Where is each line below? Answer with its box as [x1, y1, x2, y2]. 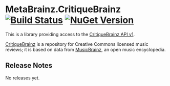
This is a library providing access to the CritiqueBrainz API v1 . [5, 31, 135, 37]
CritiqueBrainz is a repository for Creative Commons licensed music [5, 41, 148, 47]
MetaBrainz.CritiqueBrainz [5, 4, 121, 15]
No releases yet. [5, 75, 40, 81]
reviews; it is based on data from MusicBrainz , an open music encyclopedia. [5, 46, 166, 52]
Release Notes [5, 61, 53, 70]
